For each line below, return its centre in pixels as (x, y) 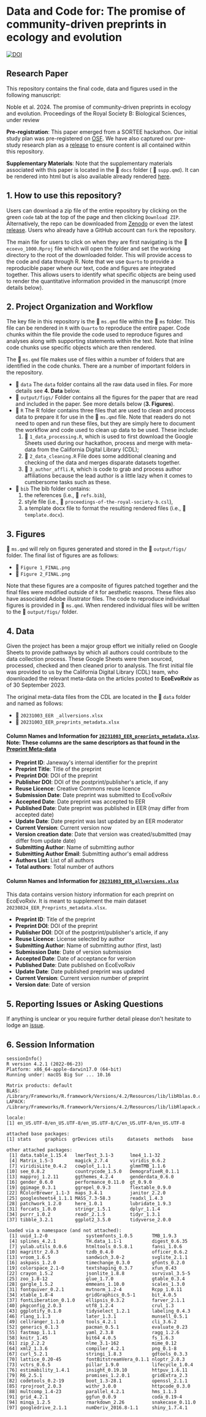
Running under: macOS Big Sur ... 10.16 (59, 1075)
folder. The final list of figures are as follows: (63, 555)
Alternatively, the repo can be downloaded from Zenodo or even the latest (100, 223)
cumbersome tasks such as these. (68, 482)
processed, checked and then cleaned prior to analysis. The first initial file (100, 665)
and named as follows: (35, 703)
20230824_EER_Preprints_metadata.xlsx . (57, 908)
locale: (16, 1118)
